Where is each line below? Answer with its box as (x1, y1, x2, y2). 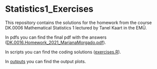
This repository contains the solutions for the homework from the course (5, 20, 152, 25)
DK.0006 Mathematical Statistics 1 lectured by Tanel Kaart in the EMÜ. (5, 24, 147, 30)
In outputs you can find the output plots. (5, 58, 86, 64)
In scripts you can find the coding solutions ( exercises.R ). (5, 49, 121, 55)
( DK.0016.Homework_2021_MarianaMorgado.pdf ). (5, 39, 106, 45)
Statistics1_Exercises (5, 3, 94, 15)
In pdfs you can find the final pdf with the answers (5, 34, 107, 40)
